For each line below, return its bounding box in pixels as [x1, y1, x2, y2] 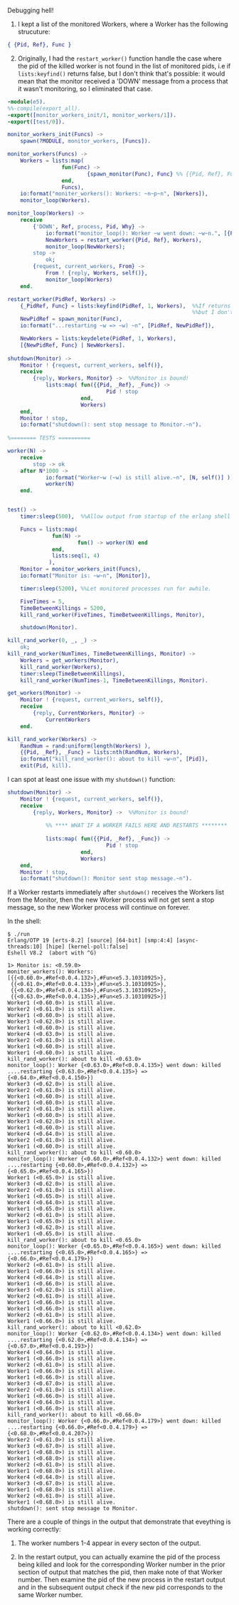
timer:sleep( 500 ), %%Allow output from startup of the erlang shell [20, 513, 231, 520]
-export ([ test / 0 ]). [7, 118, 65, 126]
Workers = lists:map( [20, 157, 84, 164]
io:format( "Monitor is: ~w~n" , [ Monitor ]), [20, 572, 152, 579]
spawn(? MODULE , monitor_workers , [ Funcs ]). [20, 138, 152, 145]
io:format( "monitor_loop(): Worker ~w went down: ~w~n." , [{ [45, 230, 231, 237]
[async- [176, 937, 199, 944]
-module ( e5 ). [7, 98, 46, 106]
